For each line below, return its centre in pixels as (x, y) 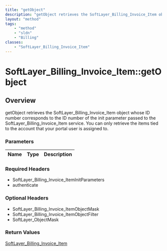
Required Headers (27, 169)
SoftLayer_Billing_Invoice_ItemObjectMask (56, 209)
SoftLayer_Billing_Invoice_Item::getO (83, 72)
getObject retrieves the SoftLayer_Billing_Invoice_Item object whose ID (78, 112)
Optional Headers (27, 198)
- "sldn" (23, 33)
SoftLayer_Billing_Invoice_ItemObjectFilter (55, 214)
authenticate (25, 185)
